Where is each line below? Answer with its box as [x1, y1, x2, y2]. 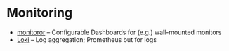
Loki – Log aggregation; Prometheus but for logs [16, 35, 157, 43]
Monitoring [6, 5, 73, 21]
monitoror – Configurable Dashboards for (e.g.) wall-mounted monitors [16, 28, 222, 36]
